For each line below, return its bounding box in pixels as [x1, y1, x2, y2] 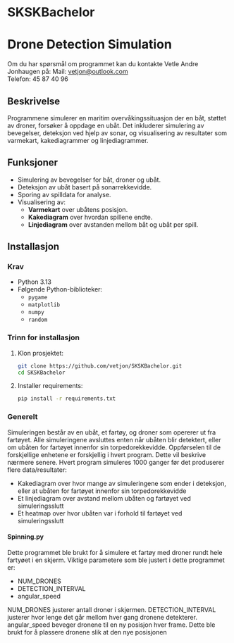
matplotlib [27, 301, 61, 308]
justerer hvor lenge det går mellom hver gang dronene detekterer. [7, 613, 197, 621]
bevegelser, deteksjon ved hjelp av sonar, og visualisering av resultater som [7, 128, 228, 137]
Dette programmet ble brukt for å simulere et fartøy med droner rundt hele [7, 548, 223, 556]
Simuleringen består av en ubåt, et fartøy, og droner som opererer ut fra [7, 427, 216, 437]
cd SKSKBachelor [17, 369, 66, 376]
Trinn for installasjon [7, 332, 80, 342]
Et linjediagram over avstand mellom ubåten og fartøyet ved [17, 494, 192, 502]
